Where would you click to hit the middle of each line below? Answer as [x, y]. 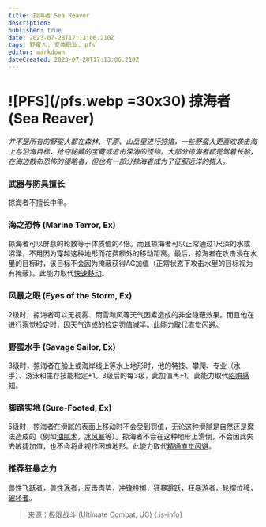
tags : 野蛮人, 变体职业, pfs [52, 45]
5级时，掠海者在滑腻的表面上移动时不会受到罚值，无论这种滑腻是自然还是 [128, 427]
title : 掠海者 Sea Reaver [49, 15]
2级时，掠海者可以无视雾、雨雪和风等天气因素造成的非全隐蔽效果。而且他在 [131, 314]
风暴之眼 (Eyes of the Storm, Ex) [70, 296]
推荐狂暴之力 [33, 469]
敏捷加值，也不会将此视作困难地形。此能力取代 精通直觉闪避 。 [115, 446]
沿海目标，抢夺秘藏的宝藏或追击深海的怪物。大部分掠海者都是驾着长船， [139, 151]
